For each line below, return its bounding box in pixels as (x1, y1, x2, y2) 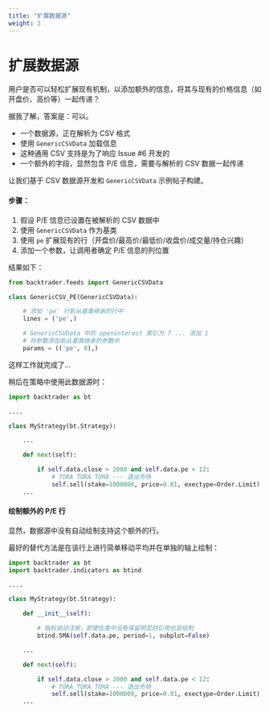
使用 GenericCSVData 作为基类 (19, 225, 117, 235)
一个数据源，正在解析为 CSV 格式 (19, 129, 131, 138)
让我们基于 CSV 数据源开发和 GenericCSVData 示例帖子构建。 (8, 176, 208, 186)
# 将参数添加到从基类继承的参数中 (22, 337, 120, 346)
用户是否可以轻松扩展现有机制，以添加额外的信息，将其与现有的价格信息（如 (8, 84, 262, 94)
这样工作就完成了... (8, 359, 71, 370)
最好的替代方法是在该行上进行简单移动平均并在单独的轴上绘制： (8, 542, 219, 552)
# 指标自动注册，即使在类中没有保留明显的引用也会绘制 (37, 624, 194, 632)
